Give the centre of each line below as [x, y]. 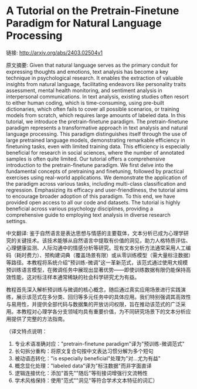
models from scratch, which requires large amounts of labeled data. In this [96, 115]
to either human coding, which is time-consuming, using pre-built [85, 103]
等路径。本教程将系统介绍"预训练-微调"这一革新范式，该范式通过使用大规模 [97, 262]
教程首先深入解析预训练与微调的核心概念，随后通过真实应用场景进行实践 [93, 289]
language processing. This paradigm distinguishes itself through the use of [97, 134]
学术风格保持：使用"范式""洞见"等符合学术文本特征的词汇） [86, 380]
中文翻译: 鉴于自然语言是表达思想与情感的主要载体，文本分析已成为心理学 [95, 233]
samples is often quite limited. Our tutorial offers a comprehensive [86, 159]
